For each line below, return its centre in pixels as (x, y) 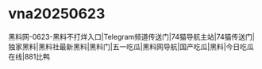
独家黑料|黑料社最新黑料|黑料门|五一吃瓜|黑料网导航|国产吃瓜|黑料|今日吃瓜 (131, 46)
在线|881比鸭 (29, 56)
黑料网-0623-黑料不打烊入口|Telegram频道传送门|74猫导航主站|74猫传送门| (132, 36)
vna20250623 (57, 14)
